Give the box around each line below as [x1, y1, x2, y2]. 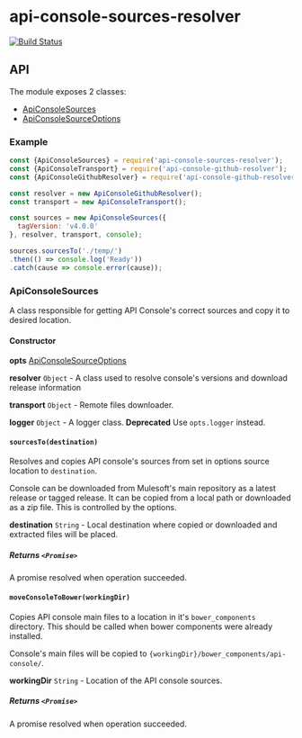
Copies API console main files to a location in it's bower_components [9, 611, 256, 622]
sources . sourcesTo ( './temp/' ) [9, 247, 123, 256]
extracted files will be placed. [9, 529, 119, 540]
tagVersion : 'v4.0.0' [17, 222, 99, 231]
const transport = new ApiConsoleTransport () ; [9, 197, 187, 206]
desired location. [9, 314, 72, 325]
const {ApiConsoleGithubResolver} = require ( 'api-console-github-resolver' [9, 173, 299, 182]
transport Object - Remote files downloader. [9, 400, 174, 410]
